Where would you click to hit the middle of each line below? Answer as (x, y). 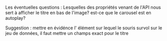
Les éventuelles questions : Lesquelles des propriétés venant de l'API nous (83, 7)
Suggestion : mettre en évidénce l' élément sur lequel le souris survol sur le (84, 28)
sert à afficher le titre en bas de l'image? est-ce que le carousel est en (78, 13)
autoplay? (15, 18)
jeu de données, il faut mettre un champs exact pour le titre (67, 33)
